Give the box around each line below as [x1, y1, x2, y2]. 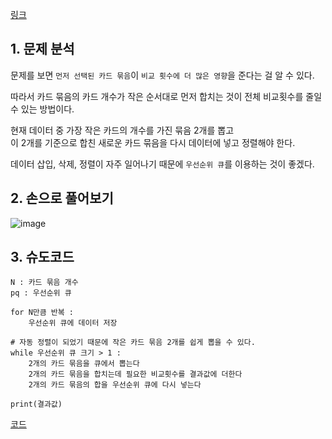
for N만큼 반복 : [10, 308, 75, 318]
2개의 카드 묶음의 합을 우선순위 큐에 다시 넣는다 [28, 380, 202, 390]
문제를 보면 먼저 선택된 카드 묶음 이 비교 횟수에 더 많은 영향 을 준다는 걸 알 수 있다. [10, 69, 315, 81]
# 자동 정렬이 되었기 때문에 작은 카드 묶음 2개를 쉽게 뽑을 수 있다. [10, 338, 256, 348]
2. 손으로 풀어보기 [10, 190, 114, 207]
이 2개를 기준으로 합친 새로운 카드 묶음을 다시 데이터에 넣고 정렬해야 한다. [10, 136, 296, 148]
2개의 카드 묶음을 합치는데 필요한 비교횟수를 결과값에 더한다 [28, 369, 243, 380]
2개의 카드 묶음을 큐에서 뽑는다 [28, 359, 140, 369]
